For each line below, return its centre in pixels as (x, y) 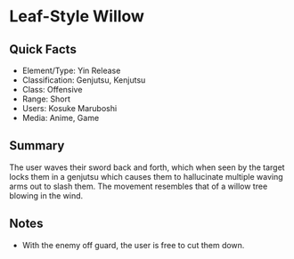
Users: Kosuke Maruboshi (69, 108)
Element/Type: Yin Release (71, 70)
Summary (37, 146)
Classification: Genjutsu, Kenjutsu (84, 80)
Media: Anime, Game (61, 118)
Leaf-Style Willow (77, 16)
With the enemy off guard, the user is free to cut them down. (133, 245)
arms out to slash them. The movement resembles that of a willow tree (139, 186)
